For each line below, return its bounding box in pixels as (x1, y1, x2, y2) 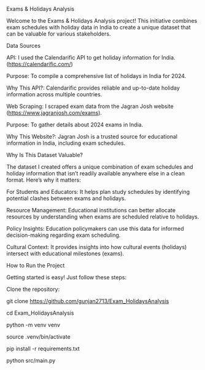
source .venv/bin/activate (6, 333, 71, 340)
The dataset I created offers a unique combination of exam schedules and (6, 163, 193, 171)
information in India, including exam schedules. (6, 139, 126, 147)
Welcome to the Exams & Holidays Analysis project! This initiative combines (6, 17, 198, 24)
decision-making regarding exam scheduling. (6, 231, 121, 239)
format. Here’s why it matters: (6, 176, 81, 183)
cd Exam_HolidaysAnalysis (6, 309, 74, 317)
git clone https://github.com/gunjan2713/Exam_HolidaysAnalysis (6, 298, 169, 304)
